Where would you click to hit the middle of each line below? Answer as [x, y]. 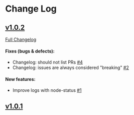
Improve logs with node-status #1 [47, 90]
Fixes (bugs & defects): [30, 51]
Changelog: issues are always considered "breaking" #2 [71, 68]
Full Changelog [21, 39]
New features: [20, 79]
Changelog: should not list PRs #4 [47, 62]
